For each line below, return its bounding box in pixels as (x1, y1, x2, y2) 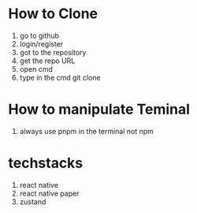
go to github (19, 31, 60, 40)
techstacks (8, 155, 84, 172)
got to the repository (19, 47, 87, 57)
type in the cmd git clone (19, 73, 101, 82)
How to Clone (8, 5, 98, 23)
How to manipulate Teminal (8, 100, 191, 118)
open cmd (19, 64, 53, 73)
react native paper (19, 189, 80, 198)
